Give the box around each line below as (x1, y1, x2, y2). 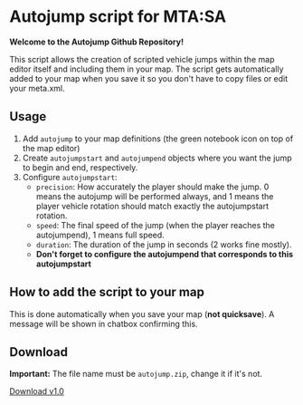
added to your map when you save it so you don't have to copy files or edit (9, 72, 289, 83)
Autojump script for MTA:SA (9, 6, 227, 27)
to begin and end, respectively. (22, 161, 138, 173)
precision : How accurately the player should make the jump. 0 (35, 181, 270, 192)
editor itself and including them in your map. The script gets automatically (9, 63, 284, 74)
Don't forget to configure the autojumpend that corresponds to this (35, 248, 294, 259)
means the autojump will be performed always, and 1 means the (35, 190, 274, 201)
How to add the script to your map (9, 284, 205, 300)
